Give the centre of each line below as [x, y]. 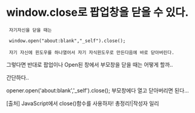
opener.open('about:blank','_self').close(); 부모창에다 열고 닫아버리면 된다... [98, 90]
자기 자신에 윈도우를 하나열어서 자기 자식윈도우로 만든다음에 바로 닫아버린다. [91, 52]
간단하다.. [18, 77]
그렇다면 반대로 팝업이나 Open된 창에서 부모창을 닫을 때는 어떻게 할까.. [90, 64]
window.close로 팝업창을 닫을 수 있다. [97, 12]
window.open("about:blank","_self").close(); [67, 41]
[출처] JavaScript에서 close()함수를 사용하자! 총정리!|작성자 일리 [83, 103]
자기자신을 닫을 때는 [30, 30]
